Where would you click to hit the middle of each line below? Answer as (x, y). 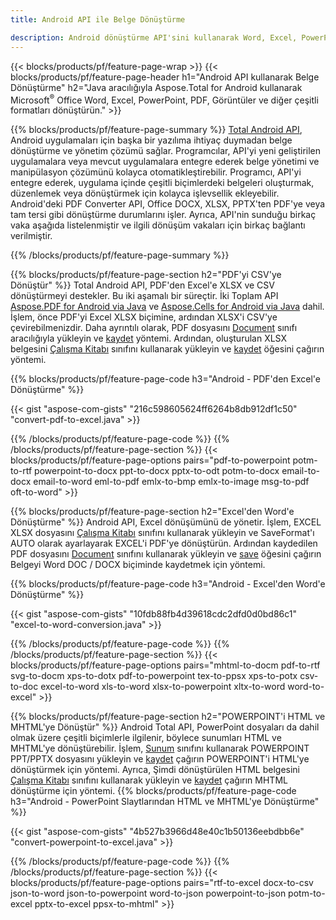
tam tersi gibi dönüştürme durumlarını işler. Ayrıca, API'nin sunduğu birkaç (163, 215)
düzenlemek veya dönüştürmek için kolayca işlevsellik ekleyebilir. (145, 193)
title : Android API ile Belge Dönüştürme (98, 19)
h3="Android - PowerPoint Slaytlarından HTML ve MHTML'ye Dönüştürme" (165, 802)
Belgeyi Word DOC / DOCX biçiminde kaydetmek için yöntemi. (138, 565)
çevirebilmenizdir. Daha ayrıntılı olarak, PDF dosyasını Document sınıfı (154, 328)
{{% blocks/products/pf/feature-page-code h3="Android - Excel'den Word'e (168, 584)
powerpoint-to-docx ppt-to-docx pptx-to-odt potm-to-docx (157, 471)
